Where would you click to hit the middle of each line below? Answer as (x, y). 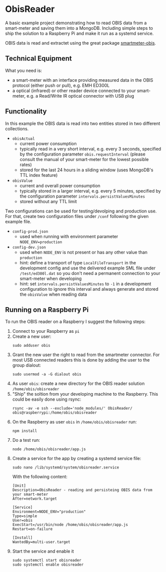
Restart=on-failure (32, 529)
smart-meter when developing (51, 278)
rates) (26, 164)
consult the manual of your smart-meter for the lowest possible (84, 159)
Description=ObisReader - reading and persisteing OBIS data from (82, 490)
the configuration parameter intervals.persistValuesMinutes (82, 196)
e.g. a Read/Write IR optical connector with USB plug (81, 96)
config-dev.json (29, 247)
